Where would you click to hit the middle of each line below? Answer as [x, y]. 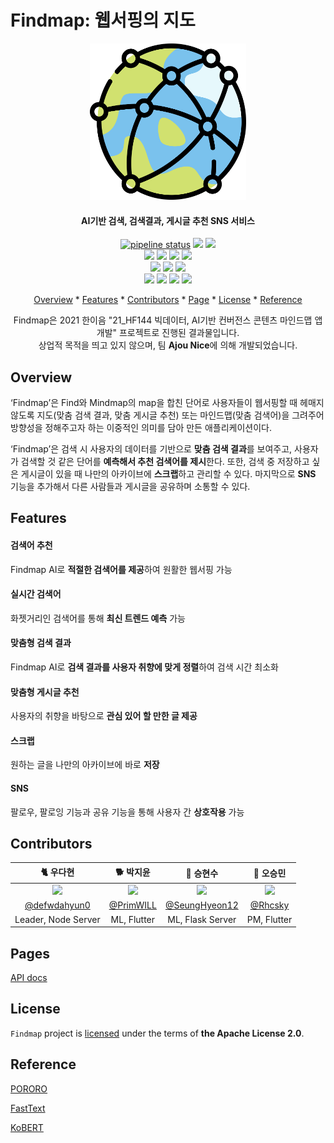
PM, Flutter [269, 919]
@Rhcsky [269, 905]
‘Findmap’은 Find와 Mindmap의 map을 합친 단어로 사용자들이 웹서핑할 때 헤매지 [167, 402]
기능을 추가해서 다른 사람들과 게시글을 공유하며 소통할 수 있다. [130, 486]
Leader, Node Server [57, 919]
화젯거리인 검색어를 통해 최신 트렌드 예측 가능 [98, 618]
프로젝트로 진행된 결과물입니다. [179, 333]
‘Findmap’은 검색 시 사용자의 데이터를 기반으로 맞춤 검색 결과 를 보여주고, [151, 448]
